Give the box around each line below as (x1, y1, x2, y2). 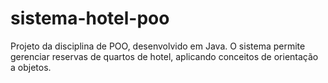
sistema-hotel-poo (10, 7, 170, 30)
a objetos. (10, 61, 52, 73)
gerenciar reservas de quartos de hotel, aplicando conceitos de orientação (10, 50, 319, 62)
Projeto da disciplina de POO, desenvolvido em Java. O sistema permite (10, 40, 306, 52)
